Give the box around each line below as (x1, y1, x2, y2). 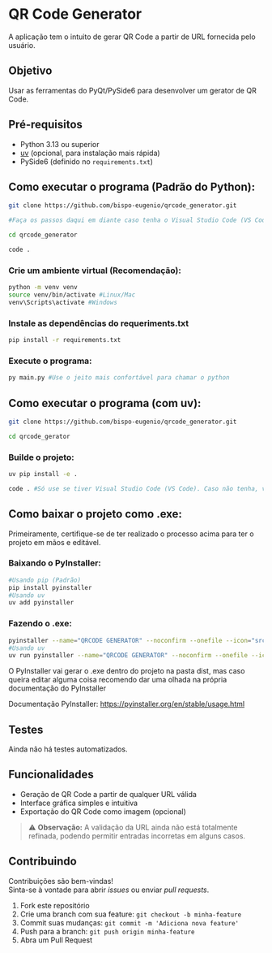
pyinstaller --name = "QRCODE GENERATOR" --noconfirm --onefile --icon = (8, 636, 252, 644)
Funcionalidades (8, 768, 95, 782)
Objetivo (8, 64, 53, 78)
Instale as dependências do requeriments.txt (8, 318, 189, 329)
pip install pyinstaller (8, 583, 92, 591)
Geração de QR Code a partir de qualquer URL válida (19, 789, 197, 799)
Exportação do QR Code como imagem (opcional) (19, 806, 186, 817)
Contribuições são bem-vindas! (8, 876, 113, 886)
